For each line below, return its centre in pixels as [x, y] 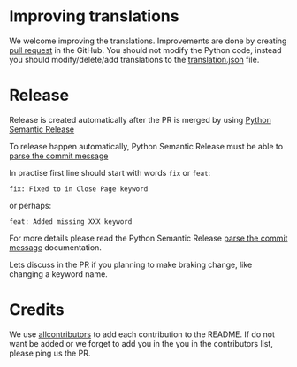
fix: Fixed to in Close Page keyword [79, 189]
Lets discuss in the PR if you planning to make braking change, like [131, 264]
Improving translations [94, 16]
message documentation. [55, 247]
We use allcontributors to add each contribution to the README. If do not [142, 334]
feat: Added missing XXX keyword [71, 222]
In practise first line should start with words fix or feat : [110, 172]
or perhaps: [30, 205]
